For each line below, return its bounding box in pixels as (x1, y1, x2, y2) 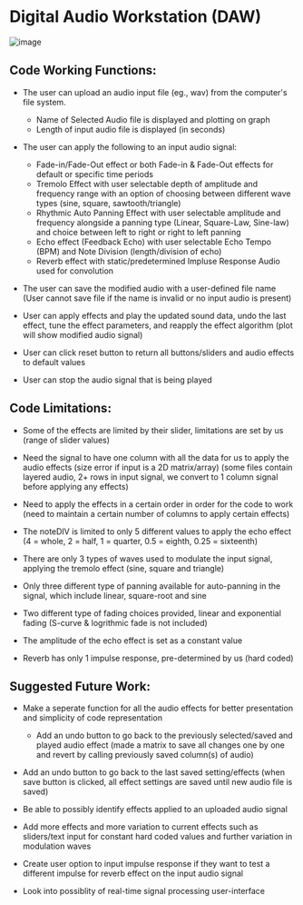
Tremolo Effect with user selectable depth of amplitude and (35, 178, 259, 189)
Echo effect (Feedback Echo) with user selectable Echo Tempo (35, 236, 272, 247)
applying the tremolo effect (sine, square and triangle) (22, 562, 225, 573)
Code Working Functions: (9, 63, 157, 78)
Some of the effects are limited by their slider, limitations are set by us (22, 424, 284, 435)
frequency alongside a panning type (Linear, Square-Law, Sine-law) (35, 216, 290, 228)
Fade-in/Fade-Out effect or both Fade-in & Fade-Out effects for (35, 159, 274, 170)
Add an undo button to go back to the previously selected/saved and (35, 730, 293, 741)
